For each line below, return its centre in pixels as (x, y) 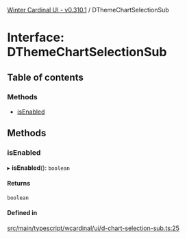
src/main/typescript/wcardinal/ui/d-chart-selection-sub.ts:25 (93, 228)
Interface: (36, 38)
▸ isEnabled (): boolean (39, 168)
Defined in (22, 213)
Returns (19, 184)
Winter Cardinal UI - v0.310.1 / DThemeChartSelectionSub (88, 10)
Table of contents (45, 77)
